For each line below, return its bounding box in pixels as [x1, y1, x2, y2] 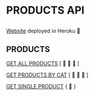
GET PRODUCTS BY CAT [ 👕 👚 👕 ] [6, 72, 89, 79]
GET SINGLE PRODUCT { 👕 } [6, 83, 76, 90]
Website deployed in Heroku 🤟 [6, 27, 80, 34]
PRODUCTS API [6, 4, 84, 17]
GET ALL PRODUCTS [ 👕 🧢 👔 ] [6, 60, 80, 67]
